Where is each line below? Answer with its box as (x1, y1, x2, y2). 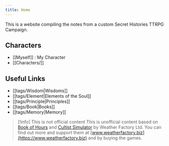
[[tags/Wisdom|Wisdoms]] (12, 88, 68, 94)
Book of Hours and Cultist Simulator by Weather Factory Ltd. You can (17, 124, 161, 130)
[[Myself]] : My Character (12, 54, 66, 60)
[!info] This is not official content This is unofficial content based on (17, 119, 158, 125)
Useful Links (5, 74, 45, 83)
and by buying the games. (88, 135, 142, 141)
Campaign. (5, 26, 28, 33)
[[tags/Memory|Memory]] (12, 109, 67, 115)
